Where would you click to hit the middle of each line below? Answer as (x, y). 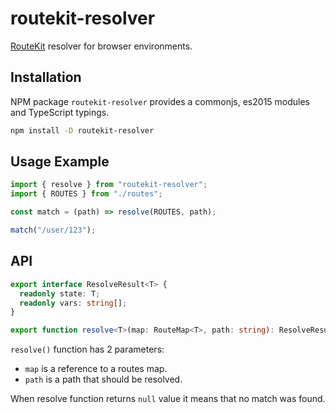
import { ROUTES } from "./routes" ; (86, 194)
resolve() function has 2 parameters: (87, 349)
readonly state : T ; (60, 293)
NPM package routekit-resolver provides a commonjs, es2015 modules (160, 101)
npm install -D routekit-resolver (82, 130)
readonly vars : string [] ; (73, 303)
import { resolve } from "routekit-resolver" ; (109, 185)
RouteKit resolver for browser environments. (101, 46)
